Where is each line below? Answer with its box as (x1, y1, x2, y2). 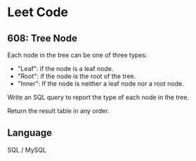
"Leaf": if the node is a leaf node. (17, 65, 114, 72)
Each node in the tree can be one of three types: (7, 51, 148, 59)
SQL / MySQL (7, 146, 47, 154)
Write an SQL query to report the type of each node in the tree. (7, 93, 190, 101)
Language (7, 127, 53, 139)
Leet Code (7, 4, 69, 20)
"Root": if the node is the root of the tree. (17, 72, 136, 80)
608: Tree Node (7, 32, 77, 44)
